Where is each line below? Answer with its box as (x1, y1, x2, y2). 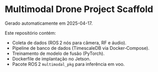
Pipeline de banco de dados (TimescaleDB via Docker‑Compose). (12, 45, 150, 51)
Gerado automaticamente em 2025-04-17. (5, 20, 93, 26)
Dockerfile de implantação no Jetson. (12, 55, 91, 61)
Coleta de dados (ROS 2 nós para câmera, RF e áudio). (12, 39, 127, 46)
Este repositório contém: (5, 30, 56, 36)
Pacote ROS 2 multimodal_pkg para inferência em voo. (12, 61, 125, 67)
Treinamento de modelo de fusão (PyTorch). (12, 50, 105, 56)
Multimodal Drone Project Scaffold (5, 4, 153, 15)
